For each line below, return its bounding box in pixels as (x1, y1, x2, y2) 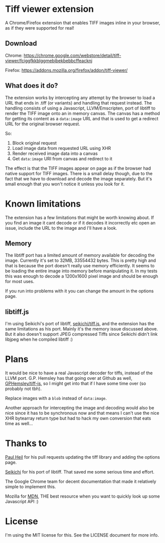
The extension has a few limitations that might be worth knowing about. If (5, 215, 154, 220)
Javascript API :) (5, 499, 39, 504)
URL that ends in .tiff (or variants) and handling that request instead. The (5, 100, 152, 106)
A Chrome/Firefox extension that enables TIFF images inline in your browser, (5, 20, 161, 26)
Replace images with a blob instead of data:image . (5, 396, 107, 401)
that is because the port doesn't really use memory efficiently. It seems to (5, 263, 155, 269)
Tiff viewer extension (5, 3, 94, 15)
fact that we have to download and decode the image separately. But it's (5, 176, 152, 181)
